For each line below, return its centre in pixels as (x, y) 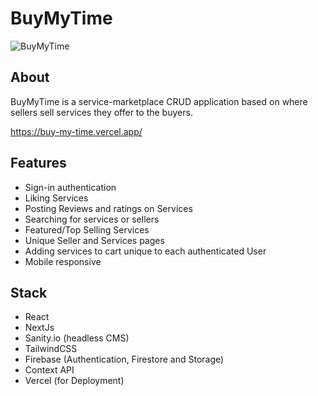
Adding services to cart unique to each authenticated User (145, 251)
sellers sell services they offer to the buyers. (101, 112)
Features (38, 163)
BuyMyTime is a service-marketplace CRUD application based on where (159, 101)
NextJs (39, 328)
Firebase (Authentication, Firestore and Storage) (124, 359)
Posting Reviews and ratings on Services (108, 208)
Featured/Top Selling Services (87, 229)
